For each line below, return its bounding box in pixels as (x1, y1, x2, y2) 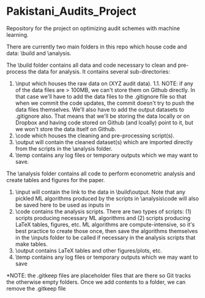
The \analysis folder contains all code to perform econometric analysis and (6, 170, 196, 177)
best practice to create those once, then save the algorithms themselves (15, 227, 198, 234)
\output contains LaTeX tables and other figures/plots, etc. (15, 246, 162, 254)
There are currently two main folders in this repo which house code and (6, 43, 187, 50)
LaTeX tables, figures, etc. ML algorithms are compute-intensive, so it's (15, 221, 195, 228)
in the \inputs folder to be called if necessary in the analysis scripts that (15, 234, 196, 241)
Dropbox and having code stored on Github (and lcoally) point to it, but (15, 118, 194, 126)
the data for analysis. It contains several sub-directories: (28, 67, 170, 75)
